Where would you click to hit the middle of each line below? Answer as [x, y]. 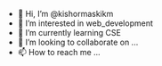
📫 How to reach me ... [59, 52]
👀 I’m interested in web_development [85, 23]
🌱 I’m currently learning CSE [69, 33]
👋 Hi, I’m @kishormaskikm [65, 14]
